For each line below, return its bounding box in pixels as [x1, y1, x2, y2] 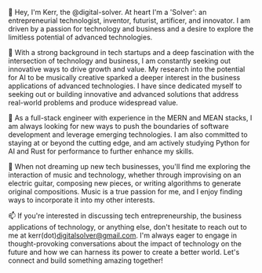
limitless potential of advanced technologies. [8, 32, 153, 42]
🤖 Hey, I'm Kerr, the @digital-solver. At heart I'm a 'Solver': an [8, 8, 207, 17]
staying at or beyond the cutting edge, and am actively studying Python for [8, 138, 250, 147]
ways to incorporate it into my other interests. [8, 195, 155, 205]
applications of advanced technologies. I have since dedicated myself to [8, 81, 242, 90]
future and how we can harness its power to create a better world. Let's [8, 248, 240, 256]
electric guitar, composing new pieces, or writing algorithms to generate [8, 179, 242, 188]
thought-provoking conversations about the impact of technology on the [8, 239, 242, 248]
